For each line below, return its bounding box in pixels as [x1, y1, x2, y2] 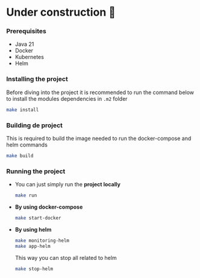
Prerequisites [6, 27, 46, 36]
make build [6, 153, 34, 159]
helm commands [6, 141, 48, 148]
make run [14, 192, 37, 198]
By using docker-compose [14, 203, 83, 210]
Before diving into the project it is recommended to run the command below [6, 89, 195, 96]
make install [6, 107, 39, 113]
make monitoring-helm [14, 238, 69, 244]
